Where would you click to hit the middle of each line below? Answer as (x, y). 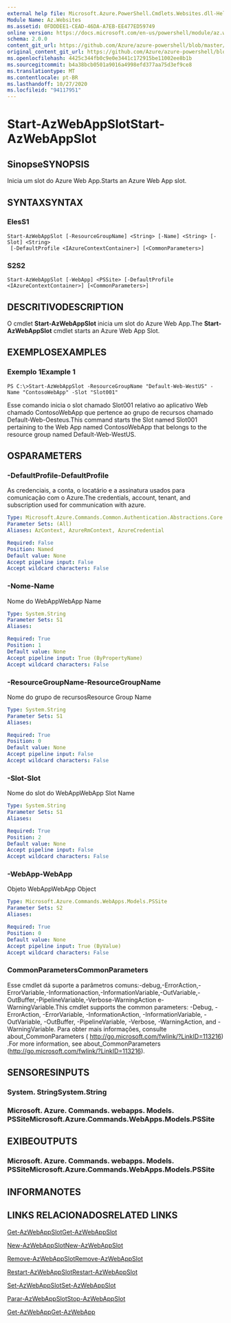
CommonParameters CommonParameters (78, 970)
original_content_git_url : (46, 52)
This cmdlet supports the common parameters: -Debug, (134, 1007)
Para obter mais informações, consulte (112, 1029)
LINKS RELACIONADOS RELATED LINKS (92, 1215)
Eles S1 (18, 222)
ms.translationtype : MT (41, 71)
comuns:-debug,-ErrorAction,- (158, 985)
